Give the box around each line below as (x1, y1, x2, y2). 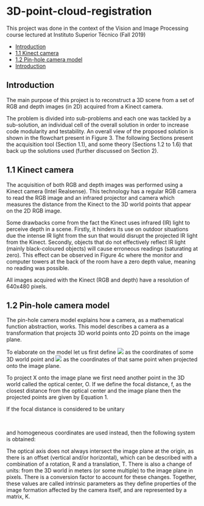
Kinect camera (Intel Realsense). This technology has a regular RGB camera (6, 188, 197, 195)
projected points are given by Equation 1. (6, 394, 108, 401)
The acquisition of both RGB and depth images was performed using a (6, 181, 183, 188)
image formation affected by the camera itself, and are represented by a (6, 486, 187, 493)
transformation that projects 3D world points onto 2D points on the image (6, 329, 190, 337)
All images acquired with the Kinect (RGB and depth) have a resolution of (6, 276, 190, 284)
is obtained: (6, 435, 36, 442)
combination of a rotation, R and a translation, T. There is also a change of (6, 460, 192, 468)
